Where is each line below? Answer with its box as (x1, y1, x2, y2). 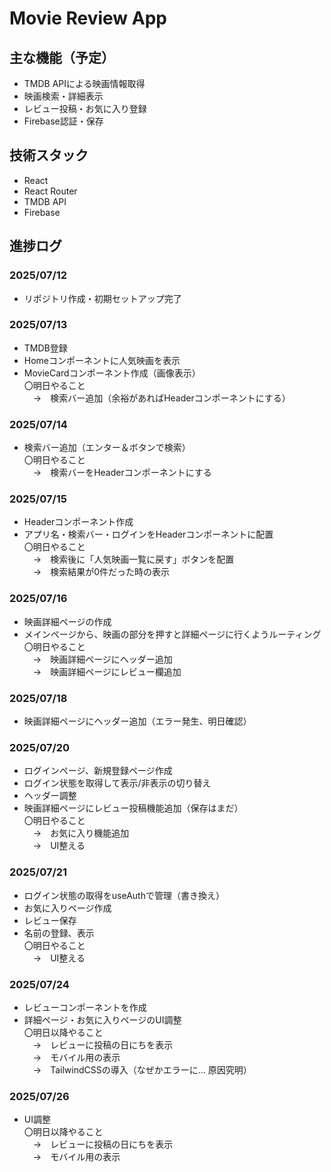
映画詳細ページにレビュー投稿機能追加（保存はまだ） (23, 802, 244, 814)
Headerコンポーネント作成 (23, 516, 134, 528)
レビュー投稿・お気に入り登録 (23, 103, 147, 114)
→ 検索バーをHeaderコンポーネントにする (32, 467, 212, 479)
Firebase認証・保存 (23, 115, 104, 127)
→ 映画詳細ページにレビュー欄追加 (32, 665, 182, 677)
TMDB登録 (23, 342, 68, 354)
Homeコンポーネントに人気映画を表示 (23, 354, 181, 366)
